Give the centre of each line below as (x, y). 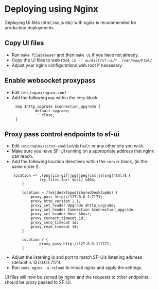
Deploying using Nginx (51, 9)
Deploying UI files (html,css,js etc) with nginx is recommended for (71, 22)
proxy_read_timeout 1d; (54, 227)
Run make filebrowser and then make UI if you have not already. (75, 55)
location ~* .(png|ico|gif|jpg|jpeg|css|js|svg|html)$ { (72, 176)
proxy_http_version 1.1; (56, 201)
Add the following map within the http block (54, 97)
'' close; (45, 115)
